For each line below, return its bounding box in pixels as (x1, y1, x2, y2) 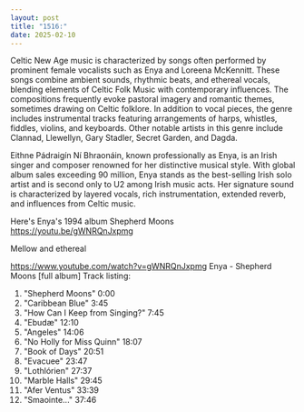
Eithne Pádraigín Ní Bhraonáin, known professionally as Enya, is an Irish (10, 150, 278, 161)
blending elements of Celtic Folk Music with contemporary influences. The (10, 84, 289, 95)
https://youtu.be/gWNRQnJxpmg (10, 226, 134, 236)
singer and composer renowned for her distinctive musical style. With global (10, 160, 296, 171)
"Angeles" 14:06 (23, 327, 84, 337)
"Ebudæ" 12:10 (23, 317, 80, 328)
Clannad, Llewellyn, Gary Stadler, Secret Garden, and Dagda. (10, 133, 239, 144)
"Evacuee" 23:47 (23, 356, 88, 367)
